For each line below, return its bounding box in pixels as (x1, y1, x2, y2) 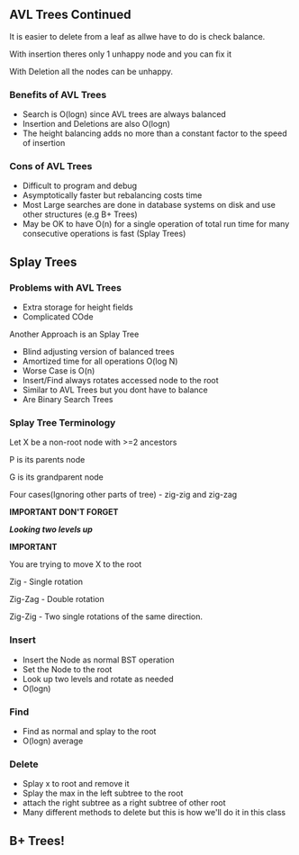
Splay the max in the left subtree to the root (22, 787, 184, 799)
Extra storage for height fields (22, 301, 133, 313)
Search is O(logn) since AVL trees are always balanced (22, 109, 227, 120)
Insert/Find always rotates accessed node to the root (22, 375, 219, 386)
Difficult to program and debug (22, 180, 138, 192)
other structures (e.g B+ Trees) (22, 209, 138, 220)
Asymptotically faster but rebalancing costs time (22, 190, 203, 201)
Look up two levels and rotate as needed (22, 673, 174, 684)
